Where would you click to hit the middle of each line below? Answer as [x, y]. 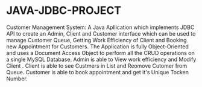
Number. [17, 79]
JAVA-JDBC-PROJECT [64, 11]
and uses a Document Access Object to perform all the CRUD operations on [100, 53]
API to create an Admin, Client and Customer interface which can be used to [101, 33]
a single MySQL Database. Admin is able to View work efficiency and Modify [101, 59]
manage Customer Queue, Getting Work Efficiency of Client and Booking [96, 40]
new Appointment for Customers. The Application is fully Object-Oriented [97, 47]
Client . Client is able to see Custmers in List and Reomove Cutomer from [97, 66]
